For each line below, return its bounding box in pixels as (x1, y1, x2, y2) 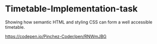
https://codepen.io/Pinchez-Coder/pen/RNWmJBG (5, 33, 107, 39)
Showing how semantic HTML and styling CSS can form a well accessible (5, 19, 153, 25)
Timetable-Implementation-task (5, 3, 138, 14)
